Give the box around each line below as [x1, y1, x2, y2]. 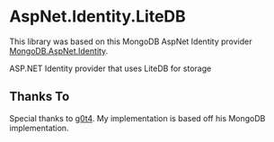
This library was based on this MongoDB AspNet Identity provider [9, 36, 253, 47]
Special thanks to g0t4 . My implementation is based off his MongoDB [9, 112, 266, 123]
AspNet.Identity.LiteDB [9, 6, 186, 27]
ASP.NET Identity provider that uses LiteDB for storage [9, 63, 212, 74]
